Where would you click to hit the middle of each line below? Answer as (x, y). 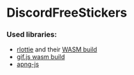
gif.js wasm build (41, 57)
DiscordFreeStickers (67, 13)
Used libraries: (32, 35)
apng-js (28, 65)
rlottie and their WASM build (57, 49)
